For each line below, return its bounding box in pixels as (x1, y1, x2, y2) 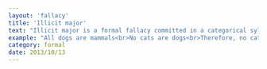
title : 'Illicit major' (8, 19, 87, 27)
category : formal (8, 41, 66, 49)
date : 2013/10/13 (8, 48, 66, 56)
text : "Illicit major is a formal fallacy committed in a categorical (8, 26, 247, 34)
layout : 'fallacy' (8, 11, 69, 20)
